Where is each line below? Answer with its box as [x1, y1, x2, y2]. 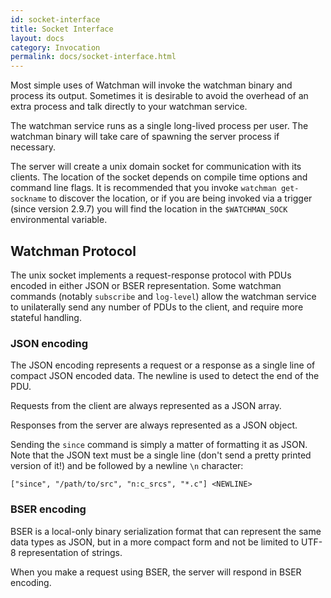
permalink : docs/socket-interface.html [10, 52, 177, 62]
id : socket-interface [10, 14, 101, 25]
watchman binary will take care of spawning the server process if [10, 131, 280, 143]
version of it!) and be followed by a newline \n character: [10, 460, 244, 472]
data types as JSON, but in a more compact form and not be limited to [10, 536, 300, 548]
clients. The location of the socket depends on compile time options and [10, 171, 308, 183]
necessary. [10, 141, 57, 153]
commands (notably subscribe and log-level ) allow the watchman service [10, 290, 317, 302]
